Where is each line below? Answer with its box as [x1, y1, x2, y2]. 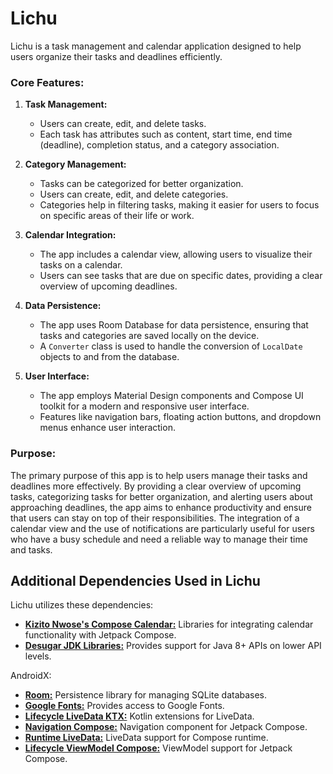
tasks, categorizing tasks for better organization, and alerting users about [10, 490, 313, 502]
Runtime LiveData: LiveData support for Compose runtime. [24, 732, 269, 744]
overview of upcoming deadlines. [39, 280, 178, 292]
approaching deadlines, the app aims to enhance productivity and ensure [10, 501, 312, 513]
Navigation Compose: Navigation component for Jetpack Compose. [24, 721, 308, 733]
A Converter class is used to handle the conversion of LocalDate [39, 340, 303, 352]
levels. [24, 650, 52, 662]
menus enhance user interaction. [39, 422, 176, 434]
